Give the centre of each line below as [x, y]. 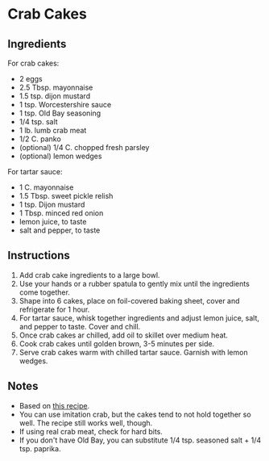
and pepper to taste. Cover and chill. [80, 326]
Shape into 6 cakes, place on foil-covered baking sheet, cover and [129, 300]
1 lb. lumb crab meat [53, 130]
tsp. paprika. [40, 448]
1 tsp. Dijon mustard [52, 204]
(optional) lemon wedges [60, 156]
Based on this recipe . [54, 405]
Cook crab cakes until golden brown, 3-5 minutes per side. [117, 343]
